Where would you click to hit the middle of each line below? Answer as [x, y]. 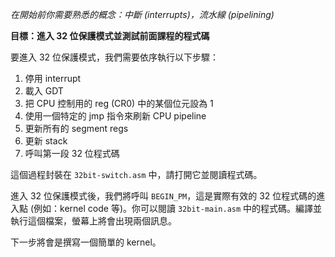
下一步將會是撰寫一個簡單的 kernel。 [86, 242]
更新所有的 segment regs [76, 128]
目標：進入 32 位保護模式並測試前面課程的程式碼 [110, 36]
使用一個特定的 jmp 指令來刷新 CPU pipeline [115, 116]
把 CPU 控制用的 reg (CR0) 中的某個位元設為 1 [119, 103]
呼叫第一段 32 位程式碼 [72, 153]
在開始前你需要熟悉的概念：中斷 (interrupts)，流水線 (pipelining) [142, 14]
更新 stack [46, 141]
